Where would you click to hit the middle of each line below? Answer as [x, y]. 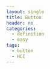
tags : [13, 46]
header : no [20, 23]
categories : [21, 28]
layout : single [25, 12]
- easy [20, 40]
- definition [28, 34]
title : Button [24, 17]
